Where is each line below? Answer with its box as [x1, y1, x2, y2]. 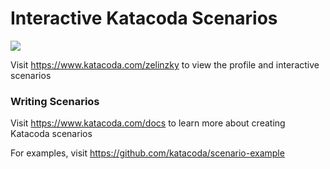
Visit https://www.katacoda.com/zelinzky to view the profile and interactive [10, 58, 320, 71]
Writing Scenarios [10, 94, 100, 108]
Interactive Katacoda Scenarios [10, 7, 278, 30]
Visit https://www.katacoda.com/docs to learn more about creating [10, 117, 286, 129]
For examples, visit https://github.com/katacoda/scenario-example [10, 147, 285, 159]
